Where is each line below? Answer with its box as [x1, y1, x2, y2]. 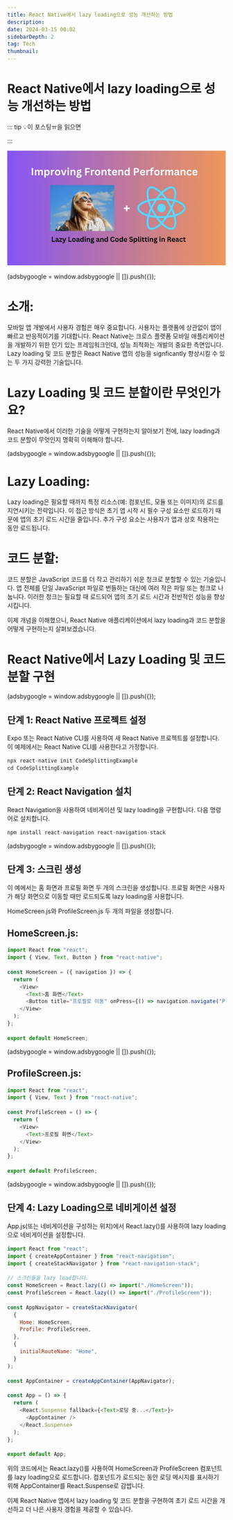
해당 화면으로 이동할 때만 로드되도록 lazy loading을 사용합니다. [14, 892, 184, 901]
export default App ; [7, 1451, 67, 1458]
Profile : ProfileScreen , [19, 1326, 92, 1333]
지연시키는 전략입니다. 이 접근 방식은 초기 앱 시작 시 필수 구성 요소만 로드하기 [7, 506, 214, 514]
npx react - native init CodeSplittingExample [7, 757, 138, 765]
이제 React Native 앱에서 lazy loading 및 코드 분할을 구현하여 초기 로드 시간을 [7, 1496, 218, 1505]
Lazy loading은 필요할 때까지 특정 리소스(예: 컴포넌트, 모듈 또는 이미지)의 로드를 [7, 498, 224, 506]
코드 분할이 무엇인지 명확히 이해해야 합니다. [7, 435, 124, 443]
